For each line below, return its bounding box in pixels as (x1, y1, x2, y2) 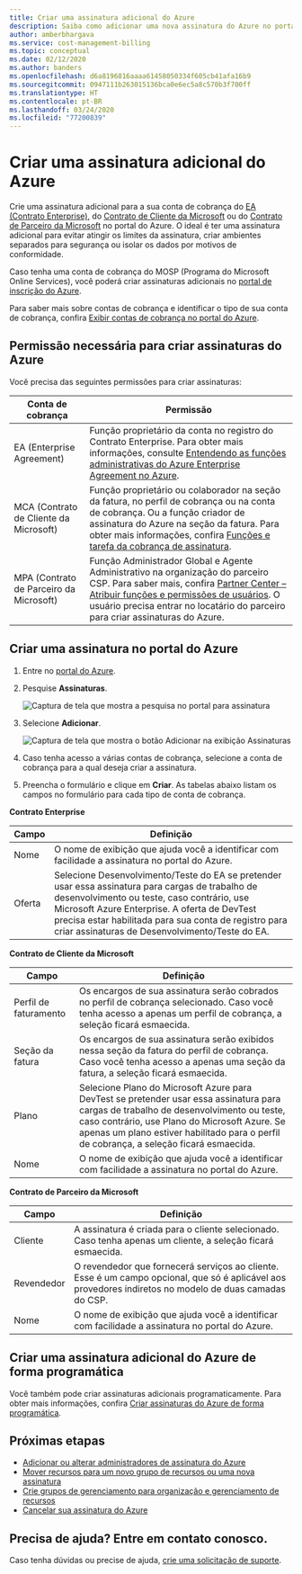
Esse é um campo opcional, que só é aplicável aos (74, 1271, 287, 1283)
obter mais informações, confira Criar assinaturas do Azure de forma (9, 1398, 265, 1409)
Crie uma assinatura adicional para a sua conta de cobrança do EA (9, 201, 256, 212)
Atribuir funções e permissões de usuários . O (89, 588, 280, 601)
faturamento (13, 1006, 66, 1019)
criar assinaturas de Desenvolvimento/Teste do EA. (53, 925, 270, 937)
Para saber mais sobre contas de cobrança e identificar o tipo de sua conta (9, 303, 289, 314)
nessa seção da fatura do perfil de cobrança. (79, 1044, 269, 1057)
